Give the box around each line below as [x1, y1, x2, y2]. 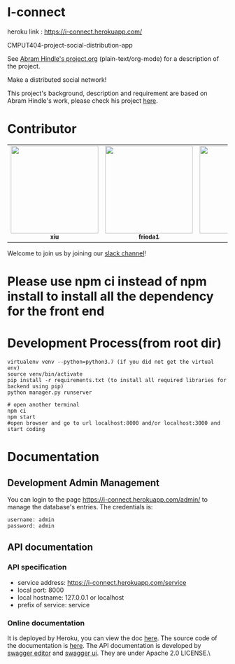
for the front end [7, 304, 105, 319]
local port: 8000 [17, 586, 64, 594]
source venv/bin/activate [7, 371, 83, 378]
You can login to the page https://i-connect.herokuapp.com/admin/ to [7, 495, 208, 504]
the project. [7, 62, 41, 70]
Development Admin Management [7, 476, 159, 488]
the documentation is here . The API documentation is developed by [7, 641, 201, 649]
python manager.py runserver [7, 389, 92, 396]
